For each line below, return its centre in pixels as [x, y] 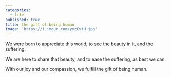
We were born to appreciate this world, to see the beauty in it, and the [79, 44]
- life [17, 15]
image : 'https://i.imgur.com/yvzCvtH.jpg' [51, 29]
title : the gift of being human [40, 24]
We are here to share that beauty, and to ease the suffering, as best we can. [85, 59]
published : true [23, 20]
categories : [18, 10]
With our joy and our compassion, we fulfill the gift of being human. [77, 69]
